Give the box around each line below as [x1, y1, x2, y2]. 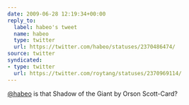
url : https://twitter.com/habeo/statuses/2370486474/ [13, 43, 176, 50]
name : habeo [13, 30, 50, 38]
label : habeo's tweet [13, 23, 78, 31]
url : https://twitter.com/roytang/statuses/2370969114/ [13, 70, 182, 77]
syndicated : [7, 57, 42, 64]
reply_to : [7, 17, 37, 24]
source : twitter [7, 50, 55, 57]
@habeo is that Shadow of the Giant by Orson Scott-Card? [7, 89, 178, 98]
